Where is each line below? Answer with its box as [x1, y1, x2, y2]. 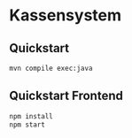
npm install [9, 111, 53, 120]
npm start [9, 120, 46, 129]
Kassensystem [9, 5, 122, 26]
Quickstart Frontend [9, 88, 124, 103]
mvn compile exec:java [9, 64, 93, 73]
